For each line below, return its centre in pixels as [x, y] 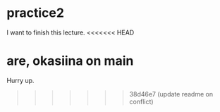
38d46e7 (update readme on [171, 94]
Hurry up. [20, 80]
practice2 [36, 13]
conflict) [141, 101]
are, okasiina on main [70, 61]
